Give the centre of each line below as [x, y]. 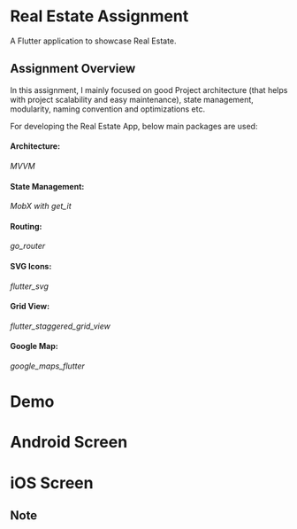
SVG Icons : [31, 266]
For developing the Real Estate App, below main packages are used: [134, 126]
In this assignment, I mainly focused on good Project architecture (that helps [149, 89]
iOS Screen [52, 482]
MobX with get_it [41, 206]
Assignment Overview [73, 69]
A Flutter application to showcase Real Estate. [93, 41]
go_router [28, 246]
